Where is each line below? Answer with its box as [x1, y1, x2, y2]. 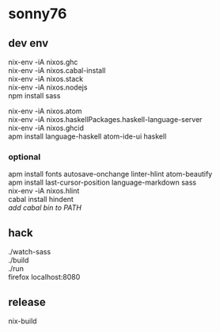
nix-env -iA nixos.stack [8, 74, 84, 83]
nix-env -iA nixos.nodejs [8, 82, 88, 92]
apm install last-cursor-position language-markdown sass [8, 177, 196, 187]
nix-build [8, 316, 37, 326]
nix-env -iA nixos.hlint [8, 186, 80, 196]
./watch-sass [8, 247, 51, 257]
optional [8, 151, 41, 162]
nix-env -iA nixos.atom [8, 106, 82, 116]
